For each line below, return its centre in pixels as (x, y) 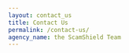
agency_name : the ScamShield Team (65, 37)
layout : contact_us (40, 15)
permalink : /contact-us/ (49, 30)
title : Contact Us (38, 23)
